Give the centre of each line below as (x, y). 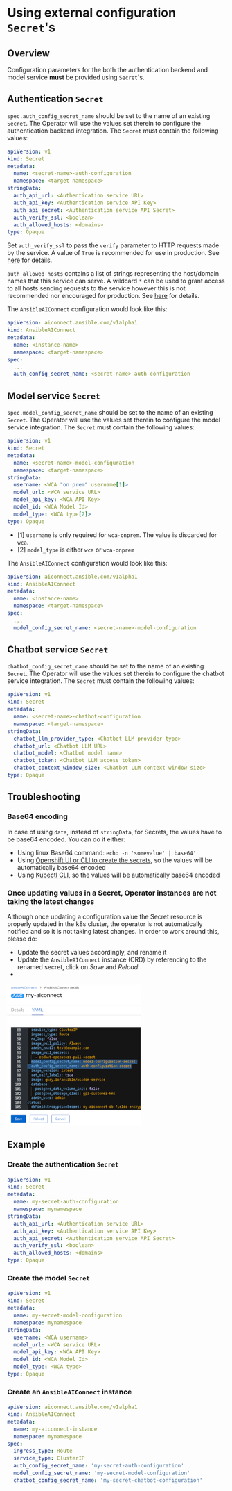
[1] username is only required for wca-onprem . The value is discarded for (117, 535)
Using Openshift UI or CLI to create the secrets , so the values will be (115, 860)
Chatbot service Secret (58, 650)
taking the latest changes (51, 901)
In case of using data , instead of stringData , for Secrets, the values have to (115, 832)
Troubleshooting (44, 797)
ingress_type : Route (43, 1451)
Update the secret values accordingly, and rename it (92, 952)
